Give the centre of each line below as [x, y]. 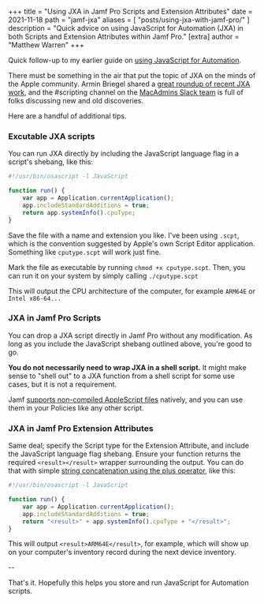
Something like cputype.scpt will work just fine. [85, 252]
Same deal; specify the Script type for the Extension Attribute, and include [129, 446]
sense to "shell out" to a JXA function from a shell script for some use [121, 376]
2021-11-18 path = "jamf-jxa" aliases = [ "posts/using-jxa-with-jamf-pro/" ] [129, 20]
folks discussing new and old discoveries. [76, 101]
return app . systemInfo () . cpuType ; [79, 212]
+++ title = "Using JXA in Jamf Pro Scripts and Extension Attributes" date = [131, 11]
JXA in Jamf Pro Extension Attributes [81, 428]
